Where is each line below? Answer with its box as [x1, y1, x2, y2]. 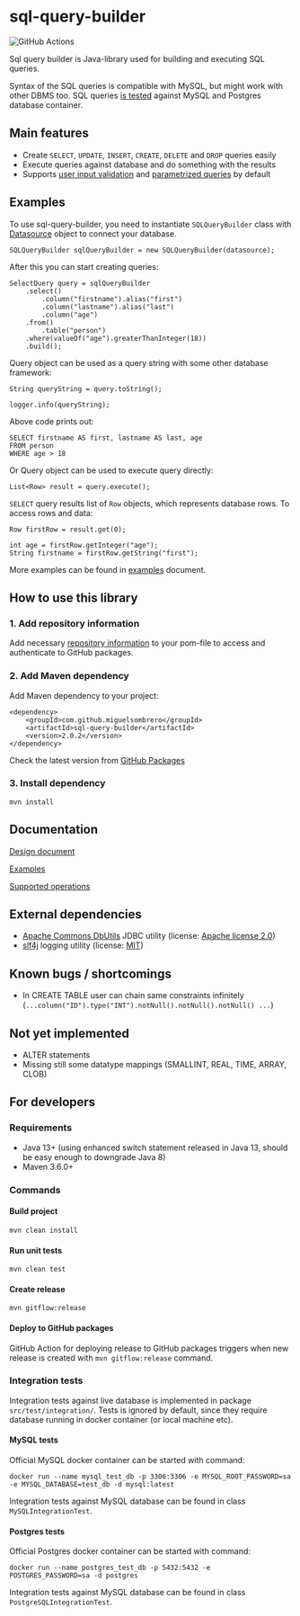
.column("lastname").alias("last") [41, 302, 175, 311]
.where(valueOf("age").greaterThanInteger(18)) [25, 334, 207, 343]
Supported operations [9, 880, 91, 891]
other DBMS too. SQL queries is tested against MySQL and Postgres [9, 90, 262, 101]
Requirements [9, 1121, 73, 1134]
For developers [9, 1094, 96, 1110]
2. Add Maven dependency [9, 670, 129, 683]
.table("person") [41, 326, 106, 335]
